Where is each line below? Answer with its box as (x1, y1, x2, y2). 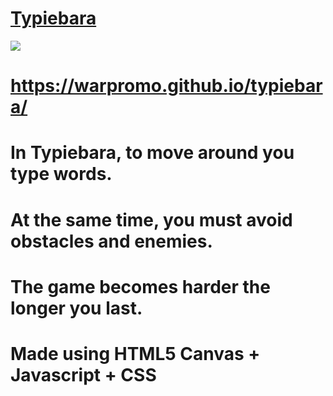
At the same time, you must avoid (10, 208, 293, 231)
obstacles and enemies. (10, 230, 213, 252)
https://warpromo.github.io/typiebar (10, 75, 323, 97)
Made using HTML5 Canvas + (10, 342, 261, 365)
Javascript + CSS (10, 363, 157, 386)
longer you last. (10, 297, 143, 319)
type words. (10, 163, 113, 186)
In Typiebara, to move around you (10, 142, 295, 164)
